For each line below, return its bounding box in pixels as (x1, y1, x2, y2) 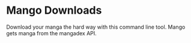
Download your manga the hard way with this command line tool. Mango (6, 23, 186, 30)
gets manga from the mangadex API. (6, 29, 97, 36)
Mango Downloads (6, 4, 102, 17)
